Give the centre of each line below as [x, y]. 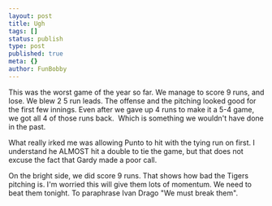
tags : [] [23, 31]
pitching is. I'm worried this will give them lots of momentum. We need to [130, 184]
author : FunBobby [38, 69]
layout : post [30, 16]
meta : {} [23, 62]
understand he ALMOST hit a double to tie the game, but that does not [126, 151]
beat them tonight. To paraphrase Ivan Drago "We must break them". [123, 193]
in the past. [27, 126]
